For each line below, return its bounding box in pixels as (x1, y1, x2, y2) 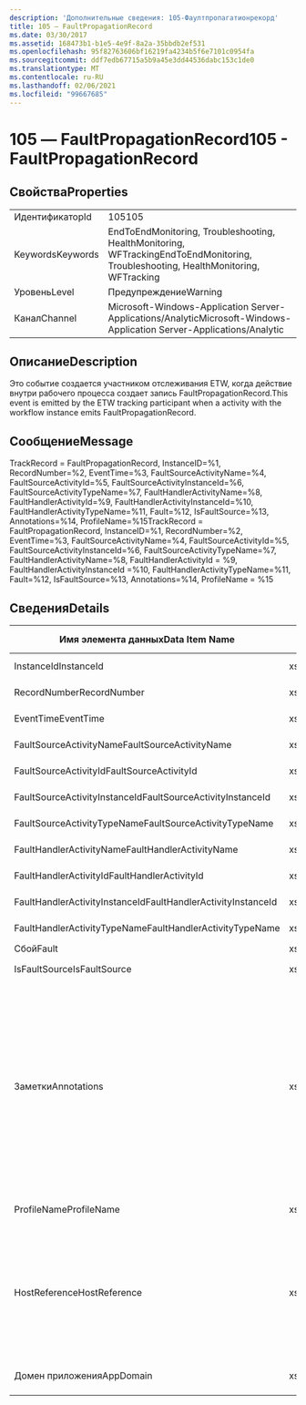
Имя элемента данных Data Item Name (58, 632, 235, 645)
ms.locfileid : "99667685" (9, 89, 107, 98)
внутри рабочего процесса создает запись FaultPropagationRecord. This (9, 388, 289, 399)
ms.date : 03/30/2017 (9, 30, 88, 39)
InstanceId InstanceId (14, 660, 105, 672)
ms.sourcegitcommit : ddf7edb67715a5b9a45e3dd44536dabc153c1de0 (9, 56, 255, 65)
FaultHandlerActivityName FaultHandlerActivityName (14, 843, 239, 856)
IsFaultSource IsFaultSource (14, 962, 132, 975)
